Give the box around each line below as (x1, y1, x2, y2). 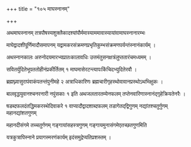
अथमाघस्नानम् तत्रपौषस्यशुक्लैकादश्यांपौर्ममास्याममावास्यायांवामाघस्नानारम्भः (6, 29, 146, 36)
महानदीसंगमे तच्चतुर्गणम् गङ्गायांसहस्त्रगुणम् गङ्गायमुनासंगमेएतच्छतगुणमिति (6, 121, 148, 129)
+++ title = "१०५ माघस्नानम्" (6, 5, 70, 12)
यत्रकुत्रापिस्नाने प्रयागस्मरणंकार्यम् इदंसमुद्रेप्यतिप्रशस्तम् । (6, 134, 112, 141)
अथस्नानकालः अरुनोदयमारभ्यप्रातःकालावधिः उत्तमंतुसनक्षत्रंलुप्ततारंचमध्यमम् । (6, 54, 151, 60)
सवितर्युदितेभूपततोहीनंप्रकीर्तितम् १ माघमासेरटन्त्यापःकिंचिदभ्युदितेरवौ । (6, 66, 137, 73)
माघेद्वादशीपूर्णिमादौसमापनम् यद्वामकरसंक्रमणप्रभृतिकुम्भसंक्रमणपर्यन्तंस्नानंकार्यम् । (6, 41, 156, 48)
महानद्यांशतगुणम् (6, 109, 37, 117)
